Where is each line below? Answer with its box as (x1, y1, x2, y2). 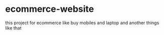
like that (5, 25, 22, 31)
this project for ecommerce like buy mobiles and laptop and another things (5, 20, 159, 26)
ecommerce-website (5, 3, 94, 15)
